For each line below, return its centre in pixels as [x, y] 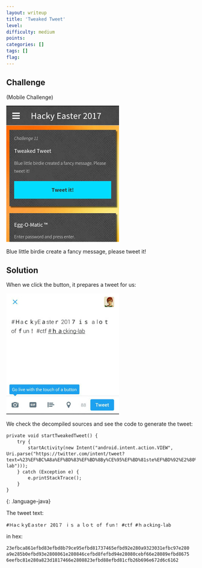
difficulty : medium [31, 32]
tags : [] [17, 51]
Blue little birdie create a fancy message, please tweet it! [76, 251]
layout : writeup [26, 13]
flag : [13, 57]
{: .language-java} [29, 502]
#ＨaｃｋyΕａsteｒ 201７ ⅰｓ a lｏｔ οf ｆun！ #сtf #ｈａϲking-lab [89, 525]
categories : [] [25, 45]
